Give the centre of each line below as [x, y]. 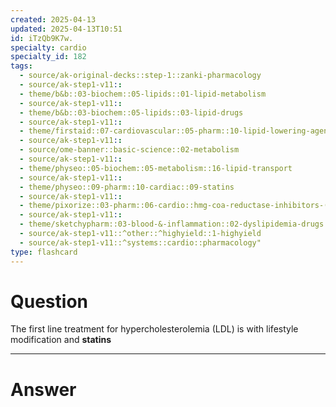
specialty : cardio [48, 47]
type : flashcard [44, 252]
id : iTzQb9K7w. [42, 38]
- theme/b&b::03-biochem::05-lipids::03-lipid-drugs [131, 112]
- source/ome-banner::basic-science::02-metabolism [129, 150]
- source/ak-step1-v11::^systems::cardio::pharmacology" [140, 242]
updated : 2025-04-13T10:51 [66, 29]
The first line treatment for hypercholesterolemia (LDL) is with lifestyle [154, 329]
